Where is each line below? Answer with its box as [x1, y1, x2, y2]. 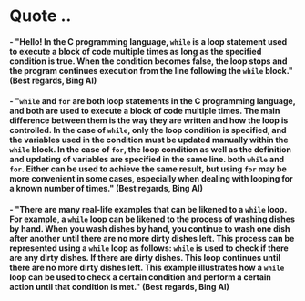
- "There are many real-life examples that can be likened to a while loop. [9, 203, 288, 214]
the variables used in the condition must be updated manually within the [9, 134, 289, 146]
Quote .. [9, 5, 72, 26]
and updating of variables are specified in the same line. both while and [9, 154, 285, 165]
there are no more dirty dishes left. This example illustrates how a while [9, 262, 285, 273]
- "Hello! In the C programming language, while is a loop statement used [9, 36, 288, 47]
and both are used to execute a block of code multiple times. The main [9, 106, 280, 117]
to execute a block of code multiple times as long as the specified [9, 46, 262, 57]
